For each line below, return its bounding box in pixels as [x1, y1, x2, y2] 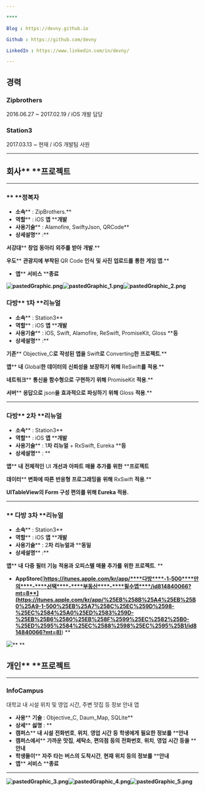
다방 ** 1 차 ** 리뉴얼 [6, 299, 61, 307]
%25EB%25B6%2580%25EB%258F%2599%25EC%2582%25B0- [15, 616, 190, 623]
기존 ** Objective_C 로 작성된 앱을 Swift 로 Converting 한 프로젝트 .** [6, 350, 167, 357]
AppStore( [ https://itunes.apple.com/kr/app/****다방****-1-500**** [15, 575, 194, 582]
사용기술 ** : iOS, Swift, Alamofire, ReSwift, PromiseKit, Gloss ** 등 [15, 329, 178, 337]
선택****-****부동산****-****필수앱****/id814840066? [46, 583, 192, 590]
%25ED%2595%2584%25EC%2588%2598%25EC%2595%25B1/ [15, 622, 189, 629]
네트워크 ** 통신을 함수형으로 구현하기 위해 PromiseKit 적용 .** [6, 376, 154, 383]
